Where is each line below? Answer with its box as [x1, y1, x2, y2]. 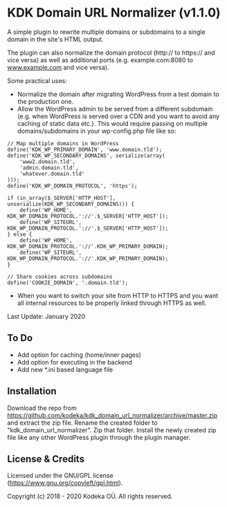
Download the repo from [7, 403, 78, 412]
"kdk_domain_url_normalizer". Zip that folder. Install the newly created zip [7, 425, 217, 434]
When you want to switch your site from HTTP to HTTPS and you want [17, 291, 219, 299]
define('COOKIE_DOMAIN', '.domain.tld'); [7, 279, 129, 286]
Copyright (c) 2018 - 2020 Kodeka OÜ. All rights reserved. [7, 492, 173, 501]
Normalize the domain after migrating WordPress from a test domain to [17, 90, 219, 98]
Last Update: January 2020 [7, 312, 85, 320]
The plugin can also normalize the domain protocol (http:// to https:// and [7, 48, 216, 57]
